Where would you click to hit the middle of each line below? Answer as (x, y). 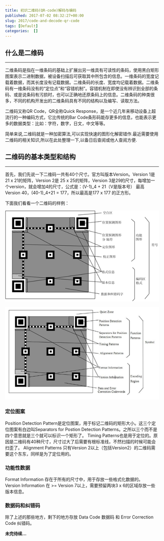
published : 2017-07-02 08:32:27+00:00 (44, 15)
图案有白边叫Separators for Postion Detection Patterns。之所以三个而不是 (83, 429)
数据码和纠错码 (23, 505)
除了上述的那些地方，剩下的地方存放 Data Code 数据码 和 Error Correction (79, 517)
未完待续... (16, 534)
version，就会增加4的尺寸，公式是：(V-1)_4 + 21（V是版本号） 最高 (77, 186)
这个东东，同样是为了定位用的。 (41, 454)
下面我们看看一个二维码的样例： (37, 203)
